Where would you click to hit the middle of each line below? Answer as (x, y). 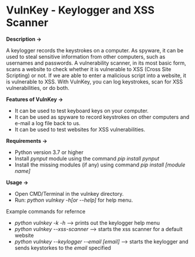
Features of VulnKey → (35, 99)
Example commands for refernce (46, 211)
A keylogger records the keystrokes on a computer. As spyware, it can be (95, 50)
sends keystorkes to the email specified (63, 248)
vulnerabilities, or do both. (38, 88)
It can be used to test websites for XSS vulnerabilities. (80, 129)
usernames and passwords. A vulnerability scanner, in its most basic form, (96, 63)
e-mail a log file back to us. (48, 123)
